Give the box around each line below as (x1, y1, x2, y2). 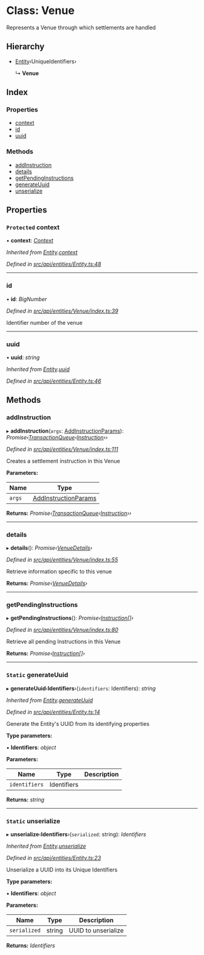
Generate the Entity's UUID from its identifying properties (6, 720, 150, 727)
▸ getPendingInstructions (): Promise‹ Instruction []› (6, 614, 134, 622)
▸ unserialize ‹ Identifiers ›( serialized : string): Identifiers (6, 830, 147, 838)
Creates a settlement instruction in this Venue (6, 457, 120, 464)
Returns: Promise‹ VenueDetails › (6, 580, 88, 587)
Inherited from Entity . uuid (6, 366, 70, 373)
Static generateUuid (6, 671, 69, 680)
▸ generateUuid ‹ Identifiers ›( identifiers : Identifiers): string (6, 684, 156, 692)
